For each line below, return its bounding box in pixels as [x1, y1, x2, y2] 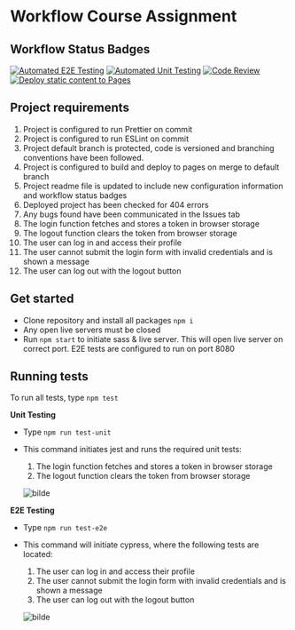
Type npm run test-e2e [22, 522, 108, 533]
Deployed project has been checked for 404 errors [22, 199, 209, 210]
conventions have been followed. [22, 152, 144, 163]
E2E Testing [10, 505, 56, 516]
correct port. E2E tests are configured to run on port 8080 [22, 343, 236, 354]
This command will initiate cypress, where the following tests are [22, 539, 260, 550]
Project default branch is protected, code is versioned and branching [22, 142, 275, 153]
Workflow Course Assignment [10, 6, 237, 27]
